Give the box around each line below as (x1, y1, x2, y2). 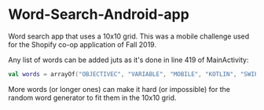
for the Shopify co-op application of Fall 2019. (8, 39, 157, 49)
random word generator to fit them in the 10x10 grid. (8, 93, 177, 102)
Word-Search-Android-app (8, 5, 190, 24)
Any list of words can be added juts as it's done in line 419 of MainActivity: (8, 55, 249, 64)
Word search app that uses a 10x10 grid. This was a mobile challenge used (8, 31, 250, 41)
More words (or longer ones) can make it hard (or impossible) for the (8, 84, 230, 93)
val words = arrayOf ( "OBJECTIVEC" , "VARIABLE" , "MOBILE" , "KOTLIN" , (8, 70, 237, 78)
